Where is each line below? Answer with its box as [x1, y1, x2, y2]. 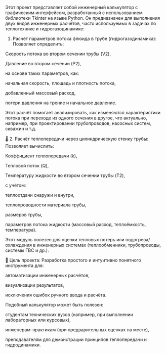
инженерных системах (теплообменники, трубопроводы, [36, 242, 161, 248]
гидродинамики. [5, 342, 41, 348]
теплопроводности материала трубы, [5, 202, 87, 208]
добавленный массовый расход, [5, 90, 76, 96]
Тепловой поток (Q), [5, 163, 49, 168]
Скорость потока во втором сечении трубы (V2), [5, 51, 111, 57]
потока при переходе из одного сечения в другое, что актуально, [5, 115, 148, 121]
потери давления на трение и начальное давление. [5, 100, 116, 106]
